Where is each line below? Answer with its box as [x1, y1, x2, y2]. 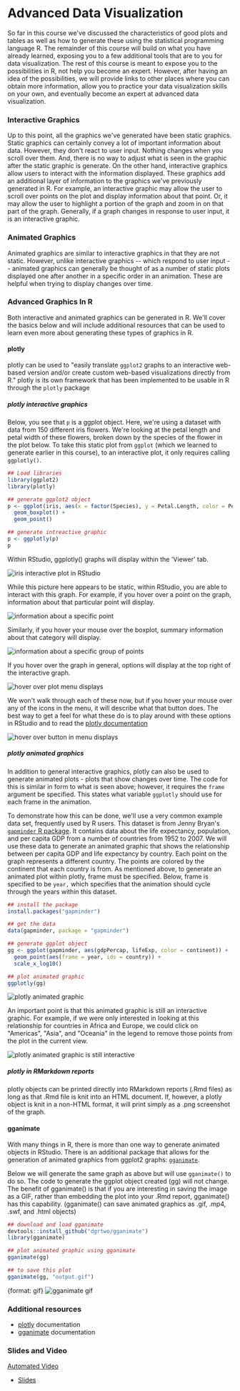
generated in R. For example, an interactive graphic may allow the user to [7, 184, 223, 193]
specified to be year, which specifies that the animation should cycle [7, 879, 211, 888]
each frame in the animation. [7, 797, 91, 806]
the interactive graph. [7, 668, 71, 677]
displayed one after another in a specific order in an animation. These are [7, 272, 223, 280]
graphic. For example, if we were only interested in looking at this [7, 1014, 199, 1023]
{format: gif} [7, 1286, 44, 1295]
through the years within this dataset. [7, 887, 117, 896]
